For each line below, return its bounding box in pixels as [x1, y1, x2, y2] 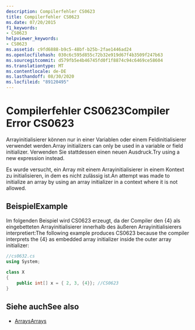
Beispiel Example [6, 202, 68, 211]
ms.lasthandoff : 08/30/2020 [6, 74, 75, 79]
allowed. [6, 185, 26, 192]
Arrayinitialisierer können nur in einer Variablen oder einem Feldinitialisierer [6, 136, 187, 143]
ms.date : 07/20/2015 [6, 19, 57, 25]
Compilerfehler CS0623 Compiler [6, 105, 170, 117]
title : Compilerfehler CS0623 [6, 14, 80, 20]
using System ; [6, 258, 41, 265]
